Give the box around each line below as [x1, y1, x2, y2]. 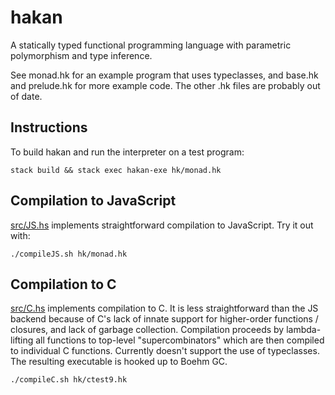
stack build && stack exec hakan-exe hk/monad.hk [10, 165, 222, 175]
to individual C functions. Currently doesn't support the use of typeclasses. [10, 345, 320, 357]
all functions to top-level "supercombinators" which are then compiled [35, 334, 325, 346]
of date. [10, 90, 43, 102]
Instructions [10, 119, 88, 136]
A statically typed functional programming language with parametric [10, 39, 292, 51]
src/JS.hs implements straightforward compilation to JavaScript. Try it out [10, 219, 314, 231]
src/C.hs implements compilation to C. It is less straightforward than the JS [10, 302, 319, 315]
